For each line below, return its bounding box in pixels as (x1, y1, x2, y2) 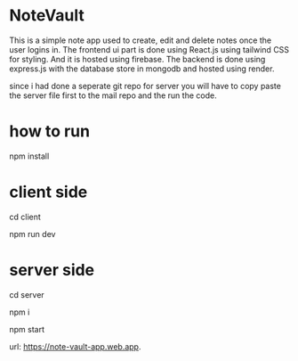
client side (9, 182, 88, 202)
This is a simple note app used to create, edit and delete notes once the (9, 35, 272, 45)
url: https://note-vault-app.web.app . (9, 340, 141, 352)
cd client (9, 211, 42, 222)
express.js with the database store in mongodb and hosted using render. (9, 63, 275, 74)
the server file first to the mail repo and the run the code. (9, 90, 217, 101)
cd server (9, 289, 44, 299)
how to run (9, 121, 91, 142)
